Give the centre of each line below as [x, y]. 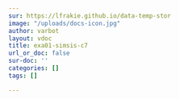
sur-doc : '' [28, 61]
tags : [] [23, 76]
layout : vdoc [30, 38]
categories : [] [34, 68]
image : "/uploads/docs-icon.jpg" [65, 23]
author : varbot [34, 31]
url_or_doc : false [39, 53]
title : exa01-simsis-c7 [48, 46]
